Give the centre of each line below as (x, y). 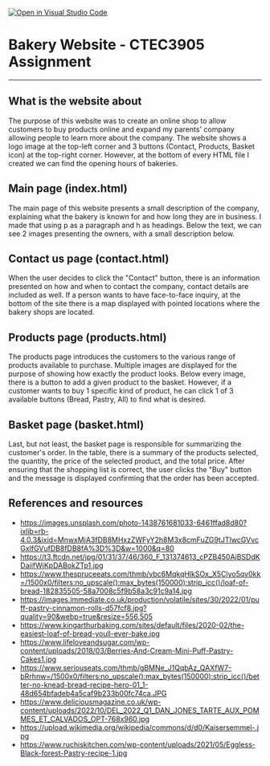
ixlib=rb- (34, 531)
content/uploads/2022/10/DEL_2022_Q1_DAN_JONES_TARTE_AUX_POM (139, 710)
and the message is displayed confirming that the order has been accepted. (134, 478)
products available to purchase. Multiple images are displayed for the (123, 365)
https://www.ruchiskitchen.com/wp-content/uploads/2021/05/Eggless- (137, 744)
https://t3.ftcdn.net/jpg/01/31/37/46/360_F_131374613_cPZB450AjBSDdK (140, 556)
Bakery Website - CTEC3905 (106, 45)
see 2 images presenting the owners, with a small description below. (122, 234)
